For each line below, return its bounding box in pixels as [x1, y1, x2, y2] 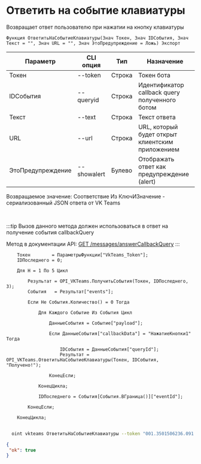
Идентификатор [138, 80, 184, 89]
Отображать [138, 155, 175, 163]
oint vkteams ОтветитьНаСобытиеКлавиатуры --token [11, 430, 141, 436]
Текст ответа [138, 113, 176, 121]
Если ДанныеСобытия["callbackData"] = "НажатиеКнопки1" [48, 330, 191, 336]
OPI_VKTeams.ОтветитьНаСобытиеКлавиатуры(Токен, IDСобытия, [6, 357, 160, 363]
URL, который [138, 122, 178, 131]
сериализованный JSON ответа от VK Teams [6, 199, 121, 206]
